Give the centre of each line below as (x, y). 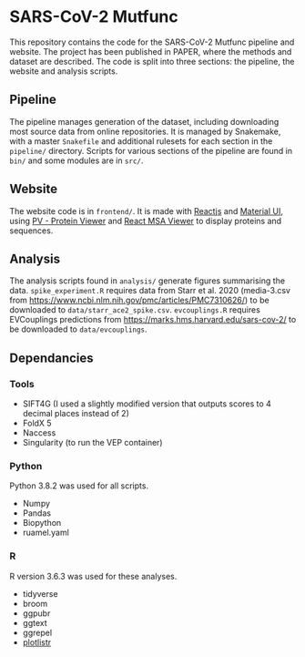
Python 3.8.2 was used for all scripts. (79, 486)
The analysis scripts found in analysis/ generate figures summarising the (147, 281)
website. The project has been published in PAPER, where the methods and (151, 51)
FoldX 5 (37, 423)
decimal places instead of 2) (76, 414)
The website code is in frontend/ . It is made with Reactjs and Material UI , (147, 210)
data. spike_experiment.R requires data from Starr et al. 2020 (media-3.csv (150, 291)
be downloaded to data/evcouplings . (78, 329)
